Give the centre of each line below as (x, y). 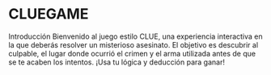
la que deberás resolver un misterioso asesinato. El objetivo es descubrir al (133, 44)
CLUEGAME (49, 14)
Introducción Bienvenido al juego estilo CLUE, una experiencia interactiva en (135, 36)
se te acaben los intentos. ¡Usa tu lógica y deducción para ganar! (116, 62)
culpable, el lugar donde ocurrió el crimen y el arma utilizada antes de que (132, 53)
